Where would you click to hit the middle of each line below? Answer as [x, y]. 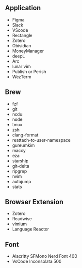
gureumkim [23, 145]
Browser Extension [34, 202]
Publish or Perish [29, 71]
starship [20, 161]
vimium [19, 224]
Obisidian [22, 45]
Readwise [22, 219]
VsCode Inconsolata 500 [37, 261]
